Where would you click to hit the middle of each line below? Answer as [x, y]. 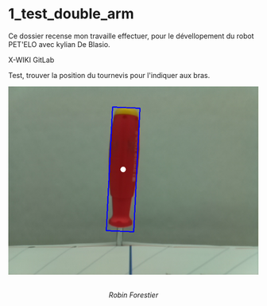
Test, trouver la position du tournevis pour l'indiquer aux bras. [109, 75]
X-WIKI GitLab [31, 60]
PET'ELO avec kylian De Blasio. [59, 44]
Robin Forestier [133, 295]
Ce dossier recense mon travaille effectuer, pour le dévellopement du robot [131, 36]
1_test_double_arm [71, 14]
